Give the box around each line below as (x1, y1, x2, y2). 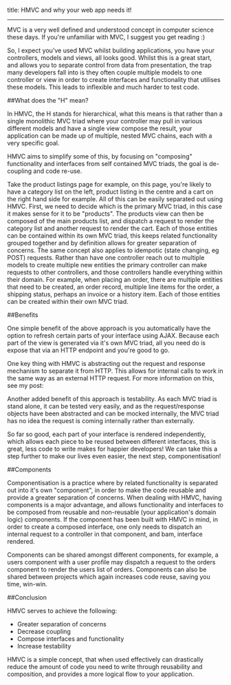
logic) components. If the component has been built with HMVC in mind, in (7, 515, 219, 523)
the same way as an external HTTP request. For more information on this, (7, 374, 214, 382)
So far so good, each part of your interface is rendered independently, (7, 430, 206, 438)
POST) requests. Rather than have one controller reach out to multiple (7, 254, 205, 261)
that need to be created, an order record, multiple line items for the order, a (7, 283, 220, 291)
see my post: (7, 382, 44, 389)
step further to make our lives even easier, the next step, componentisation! (7, 452, 221, 460)
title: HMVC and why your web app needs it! (7, 6, 132, 14)
